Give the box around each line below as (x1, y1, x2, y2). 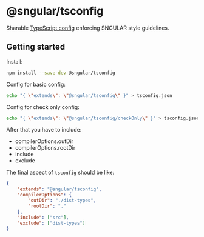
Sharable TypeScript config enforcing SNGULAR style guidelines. (6, 24, 169, 32)
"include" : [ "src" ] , (17, 214, 69, 221)
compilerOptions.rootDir (15, 144, 76, 152)
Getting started (6, 42, 66, 52)
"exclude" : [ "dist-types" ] (17, 220, 86, 226)
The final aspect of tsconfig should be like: (6, 169, 114, 176)
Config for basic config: (6, 81, 66, 88)
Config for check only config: (6, 103, 80, 110)
